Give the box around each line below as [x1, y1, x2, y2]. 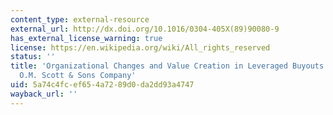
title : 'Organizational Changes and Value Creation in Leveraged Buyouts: [10, 61, 329, 71]
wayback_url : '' [10, 89, 78, 99]
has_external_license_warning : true [10, 33, 163, 43]
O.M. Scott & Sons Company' [19, 71, 137, 81]
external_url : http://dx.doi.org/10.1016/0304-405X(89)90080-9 [10, 24, 280, 34]
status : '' [10, 52, 56, 62]
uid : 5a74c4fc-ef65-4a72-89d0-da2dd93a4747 [10, 80, 195, 90]
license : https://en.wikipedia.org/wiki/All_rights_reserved [10, 42, 271, 53]
